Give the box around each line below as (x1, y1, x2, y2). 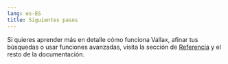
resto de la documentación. (7, 50, 84, 58)
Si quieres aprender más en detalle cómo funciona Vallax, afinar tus (7, 35, 198, 43)
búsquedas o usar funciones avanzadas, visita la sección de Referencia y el (7, 43, 222, 51)
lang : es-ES (7, 10, 41, 17)
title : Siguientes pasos (7, 17, 78, 23)
